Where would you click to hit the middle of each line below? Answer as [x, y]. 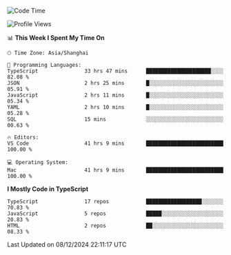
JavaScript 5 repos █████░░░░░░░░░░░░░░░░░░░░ [115, 214]
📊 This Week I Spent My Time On [56, 38]
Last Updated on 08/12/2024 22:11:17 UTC [67, 244]
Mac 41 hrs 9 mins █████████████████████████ [115, 170]
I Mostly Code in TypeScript [48, 189]
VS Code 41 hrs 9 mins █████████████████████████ [115, 143]
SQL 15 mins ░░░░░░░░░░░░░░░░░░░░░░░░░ [115, 119]
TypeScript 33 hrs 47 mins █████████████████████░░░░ [115, 71]
